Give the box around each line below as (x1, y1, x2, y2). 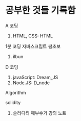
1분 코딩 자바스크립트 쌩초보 (5, 43, 61, 49)
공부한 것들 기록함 (5, 5, 76, 16)
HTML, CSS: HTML (12, 33, 53, 39)
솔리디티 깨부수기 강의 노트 (12, 110, 67, 116)
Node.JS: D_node (12, 80, 50, 86)
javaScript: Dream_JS (12, 74, 58, 80)
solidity (5, 99, 21, 105)
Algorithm (5, 89, 26, 95)
